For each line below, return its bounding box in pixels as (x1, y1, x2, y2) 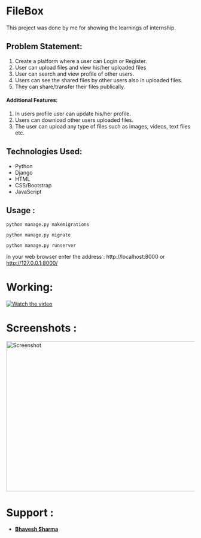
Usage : (6, 205, 36, 216)
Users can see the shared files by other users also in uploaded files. (14, 76, 183, 83)
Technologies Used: (6, 147, 83, 157)
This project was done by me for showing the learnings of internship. (6, 24, 176, 31)
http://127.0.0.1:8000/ (6, 259, 58, 267)
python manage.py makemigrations (6, 221, 90, 228)
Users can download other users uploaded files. (14, 116, 133, 124)
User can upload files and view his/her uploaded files (14, 64, 147, 71)
